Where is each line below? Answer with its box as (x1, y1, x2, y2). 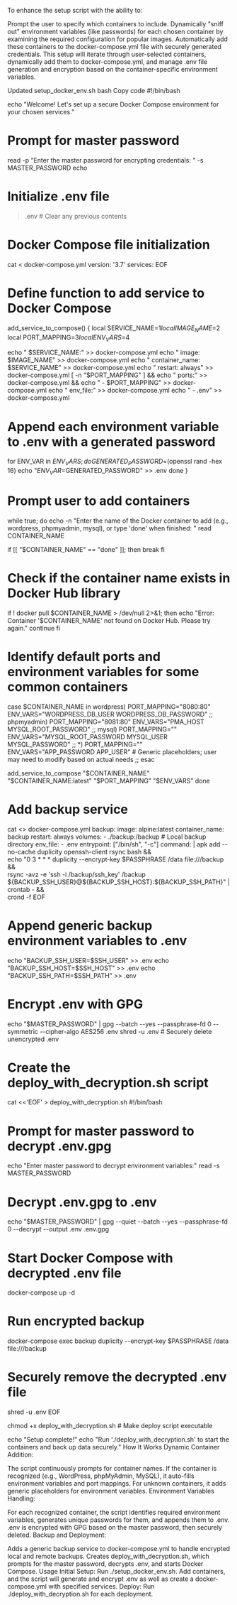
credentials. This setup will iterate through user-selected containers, (7, 50, 207, 58)
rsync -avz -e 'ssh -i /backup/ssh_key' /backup (7, 870, 146, 878)
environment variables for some (7, 663, 200, 680)
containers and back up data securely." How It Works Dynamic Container (7, 1443, 220, 1452)
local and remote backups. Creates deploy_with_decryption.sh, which (7, 1552, 210, 1561)
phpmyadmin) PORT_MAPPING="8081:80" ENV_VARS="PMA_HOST (7, 717, 205, 726)
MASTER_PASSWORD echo (7, 163, 88, 172)
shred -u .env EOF (7, 1408, 61, 1416)
